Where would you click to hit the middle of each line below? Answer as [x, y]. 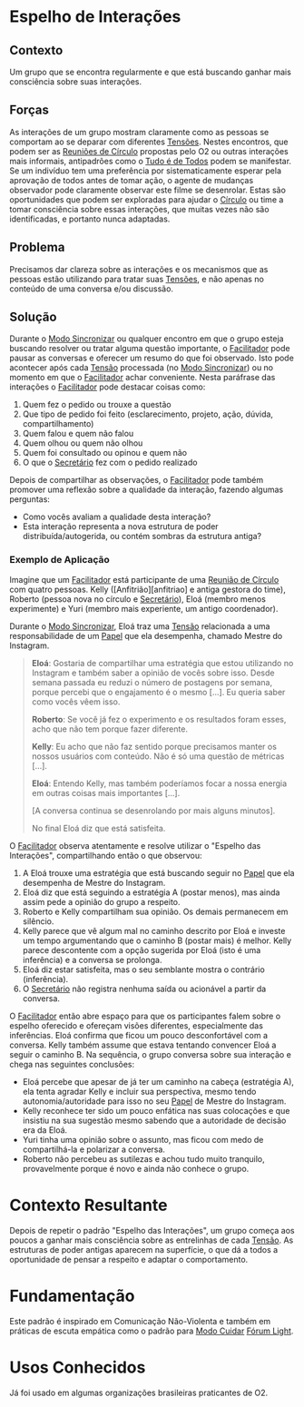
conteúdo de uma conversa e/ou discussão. [92, 289]
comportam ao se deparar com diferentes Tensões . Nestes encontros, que [149, 142]
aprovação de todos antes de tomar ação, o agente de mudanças [132, 180]
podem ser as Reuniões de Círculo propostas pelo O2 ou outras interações [149, 151]
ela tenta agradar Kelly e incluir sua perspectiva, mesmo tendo [139, 1091]
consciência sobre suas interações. [76, 82]
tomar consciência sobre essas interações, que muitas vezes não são [139, 209]
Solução [33, 317]
